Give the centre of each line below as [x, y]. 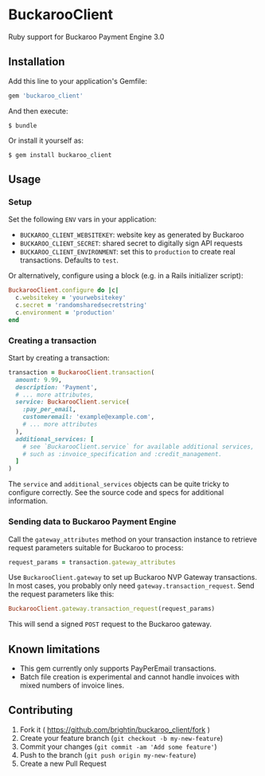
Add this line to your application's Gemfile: [78, 81]
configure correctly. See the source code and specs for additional [116, 493]
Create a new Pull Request [63, 763]
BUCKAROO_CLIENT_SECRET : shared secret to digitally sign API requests [131, 243]
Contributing [41, 710]
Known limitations [54, 649]
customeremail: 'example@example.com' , [89, 417]
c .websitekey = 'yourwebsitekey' [71, 298]
